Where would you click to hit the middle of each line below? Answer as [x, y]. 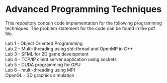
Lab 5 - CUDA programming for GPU [43, 64]
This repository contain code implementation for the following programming [84, 23]
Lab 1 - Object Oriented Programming [44, 43]
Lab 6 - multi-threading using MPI [40, 70]
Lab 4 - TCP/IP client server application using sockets [61, 59]
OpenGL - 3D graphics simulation [40, 75]
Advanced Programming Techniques [83, 9]
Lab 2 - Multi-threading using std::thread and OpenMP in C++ [69, 48]
